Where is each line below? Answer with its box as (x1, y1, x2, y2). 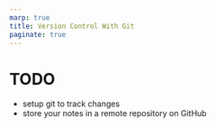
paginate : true (9, 30, 67, 39)
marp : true (9, 13, 50, 23)
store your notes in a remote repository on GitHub (22, 108, 207, 119)
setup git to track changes (22, 98, 120, 109)
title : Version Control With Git (9, 22, 135, 31)
